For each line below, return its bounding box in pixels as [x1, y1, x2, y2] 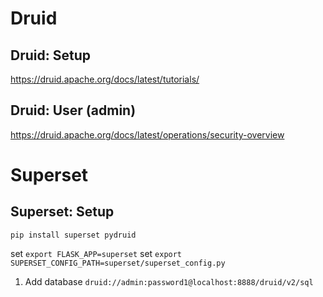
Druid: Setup [10, 47, 91, 64]
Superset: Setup [10, 203, 115, 221]
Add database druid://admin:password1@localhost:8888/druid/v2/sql [24, 275, 314, 287]
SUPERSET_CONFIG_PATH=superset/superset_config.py [10, 258, 226, 268]
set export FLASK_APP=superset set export [10, 247, 183, 259]
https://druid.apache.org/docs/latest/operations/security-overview [10, 128, 285, 141]
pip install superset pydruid [10, 230, 137, 240]
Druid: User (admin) [10, 102, 137, 119]
